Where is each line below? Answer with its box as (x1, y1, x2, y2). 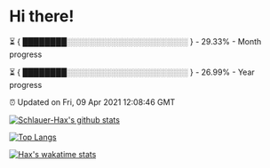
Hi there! (9, 6, 75, 27)
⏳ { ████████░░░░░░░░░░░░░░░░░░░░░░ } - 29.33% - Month (9, 36, 262, 46)
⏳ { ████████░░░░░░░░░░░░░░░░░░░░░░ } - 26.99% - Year (9, 67, 255, 77)
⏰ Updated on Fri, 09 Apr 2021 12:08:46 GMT (9, 96, 176, 108)
